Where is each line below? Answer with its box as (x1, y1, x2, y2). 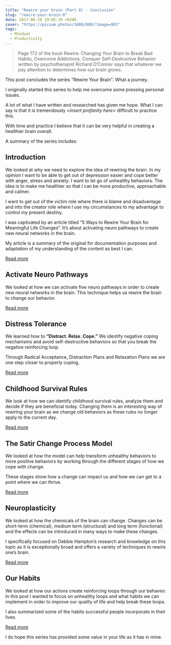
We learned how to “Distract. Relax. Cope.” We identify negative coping (5, 333, 158, 339)
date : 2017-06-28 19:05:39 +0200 (5, 17, 77, 22)
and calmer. (5, 188, 30, 194)
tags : (5, 27, 17, 32)
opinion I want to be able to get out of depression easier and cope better (5, 172, 159, 178)
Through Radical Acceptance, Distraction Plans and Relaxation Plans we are (5, 354, 165, 360)
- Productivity (10, 36, 42, 42)
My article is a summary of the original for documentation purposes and (5, 240, 157, 246)
